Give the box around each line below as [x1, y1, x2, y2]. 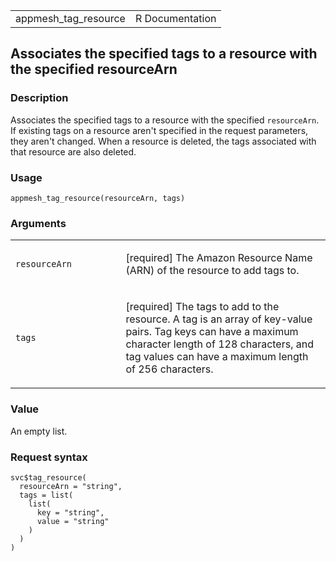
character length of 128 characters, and [125, 337, 314, 351]
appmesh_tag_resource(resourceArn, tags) [10, 193, 186, 203]
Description [10, 91, 69, 105]
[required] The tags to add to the [125, 300, 280, 314]
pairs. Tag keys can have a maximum [125, 325, 299, 339]
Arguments [10, 216, 67, 230]
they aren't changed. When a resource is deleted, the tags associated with [10, 135, 317, 147]
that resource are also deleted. [10, 145, 137, 158]
